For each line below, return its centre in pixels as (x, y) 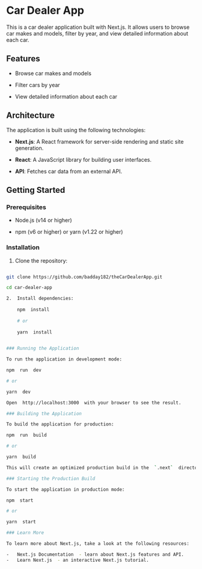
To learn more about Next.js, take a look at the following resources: (98, 544)
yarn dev (19, 392)
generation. (29, 148)
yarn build (21, 457)
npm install (33, 310)
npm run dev (24, 370)
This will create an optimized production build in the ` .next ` (90, 467)
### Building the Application (44, 413)
